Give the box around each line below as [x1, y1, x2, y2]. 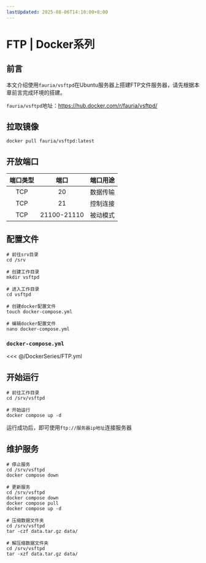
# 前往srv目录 [6, 252, 39, 258]
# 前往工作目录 [6, 390, 40, 396]
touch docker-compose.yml [6, 309, 72, 315]
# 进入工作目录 [6, 286, 40, 292]
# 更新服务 [6, 484, 31, 490]
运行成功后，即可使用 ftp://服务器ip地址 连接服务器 [6, 424, 132, 432]
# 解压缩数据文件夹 [6, 540, 49, 546]
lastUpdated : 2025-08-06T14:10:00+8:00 [6, 9, 109, 15]
